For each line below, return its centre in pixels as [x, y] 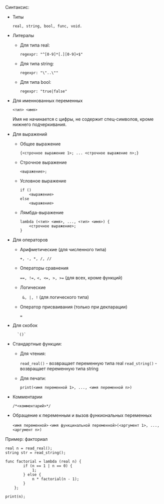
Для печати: [33, 378]
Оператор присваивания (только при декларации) [73, 307]
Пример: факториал [26, 439]
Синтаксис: [17, 7]
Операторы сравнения [44, 268]
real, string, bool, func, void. [47, 26]
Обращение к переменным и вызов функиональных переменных [82, 415]
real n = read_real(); [29, 448]
